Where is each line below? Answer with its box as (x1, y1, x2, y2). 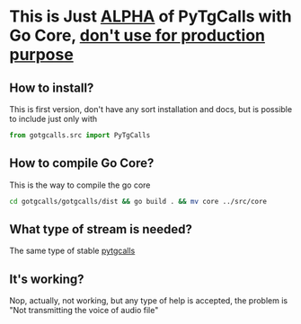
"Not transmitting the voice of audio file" (9, 305, 159, 316)
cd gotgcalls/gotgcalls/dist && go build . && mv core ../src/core (9, 197, 268, 206)
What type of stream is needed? (9, 222, 193, 237)
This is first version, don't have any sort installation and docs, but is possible (9, 104, 293, 114)
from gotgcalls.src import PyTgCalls (9, 131, 151, 140)
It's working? (9, 271, 84, 286)
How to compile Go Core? (9, 155, 155, 171)
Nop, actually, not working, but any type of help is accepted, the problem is (9, 295, 288, 306)
